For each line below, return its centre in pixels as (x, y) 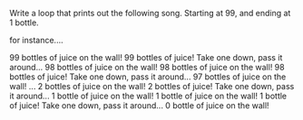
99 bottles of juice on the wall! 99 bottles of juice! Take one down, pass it (146, 57)
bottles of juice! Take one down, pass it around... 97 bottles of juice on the (148, 77)
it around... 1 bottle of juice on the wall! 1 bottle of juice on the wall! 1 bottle (148, 96)
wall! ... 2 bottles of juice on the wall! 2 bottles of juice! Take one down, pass (152, 86)
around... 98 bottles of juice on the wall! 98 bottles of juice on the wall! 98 (147, 67)
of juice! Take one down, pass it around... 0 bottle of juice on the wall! (139, 106)
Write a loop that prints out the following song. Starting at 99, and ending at (150, 13)
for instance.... (36, 40)
